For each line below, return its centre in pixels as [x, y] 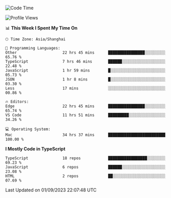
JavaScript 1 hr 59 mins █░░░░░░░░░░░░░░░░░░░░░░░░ [86, 70]
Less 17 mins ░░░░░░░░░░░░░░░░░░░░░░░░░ [86, 88]
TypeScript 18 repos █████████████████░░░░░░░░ [86, 158]
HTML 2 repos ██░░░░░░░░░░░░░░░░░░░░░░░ [86, 176]
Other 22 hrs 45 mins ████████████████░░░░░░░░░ [86, 53]
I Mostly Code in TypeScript [35, 149]
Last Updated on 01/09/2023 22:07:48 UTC [51, 190]
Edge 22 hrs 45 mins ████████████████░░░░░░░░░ [86, 106]
